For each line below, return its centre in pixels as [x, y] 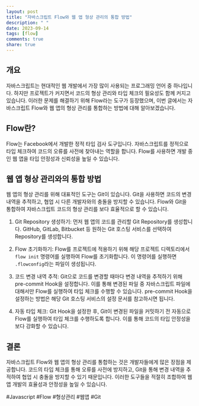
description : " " [28, 23]
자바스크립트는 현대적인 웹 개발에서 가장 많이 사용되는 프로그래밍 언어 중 [89, 85]
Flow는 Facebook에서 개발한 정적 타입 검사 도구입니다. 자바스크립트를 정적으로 [97, 143]
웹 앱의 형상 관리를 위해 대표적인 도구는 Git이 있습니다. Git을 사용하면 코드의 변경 [99, 194]
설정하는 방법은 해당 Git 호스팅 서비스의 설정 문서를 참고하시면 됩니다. [95, 299]
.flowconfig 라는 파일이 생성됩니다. [55, 264]
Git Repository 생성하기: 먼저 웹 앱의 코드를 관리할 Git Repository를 [93, 222]
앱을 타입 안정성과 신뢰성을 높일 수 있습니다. [69, 158]
